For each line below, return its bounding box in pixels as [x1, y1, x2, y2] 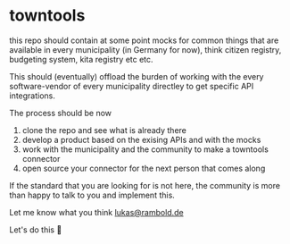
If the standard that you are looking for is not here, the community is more [9, 180, 281, 190]
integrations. [9, 90, 56, 101]
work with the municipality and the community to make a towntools [21, 144, 269, 155]
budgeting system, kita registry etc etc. [9, 54, 153, 64]
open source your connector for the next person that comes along [21, 163, 266, 173]
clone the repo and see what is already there [21, 124, 187, 135]
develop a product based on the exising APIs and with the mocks [21, 134, 261, 145]
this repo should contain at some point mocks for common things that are [9, 35, 279, 46]
